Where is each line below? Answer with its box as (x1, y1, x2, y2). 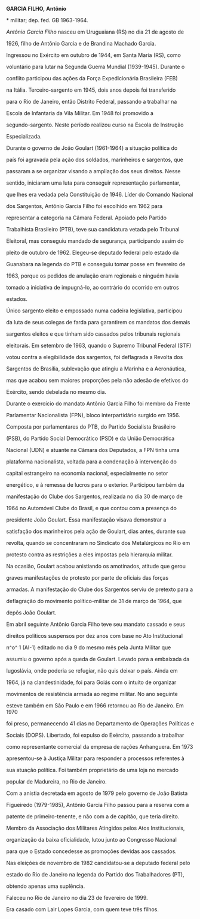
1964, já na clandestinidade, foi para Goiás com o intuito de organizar (6, 679, 177, 686)
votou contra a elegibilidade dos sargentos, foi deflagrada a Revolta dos (6, 354, 183, 360)
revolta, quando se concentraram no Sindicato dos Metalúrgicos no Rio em (6, 540, 190, 546)
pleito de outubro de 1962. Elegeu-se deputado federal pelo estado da (6, 249, 179, 256)
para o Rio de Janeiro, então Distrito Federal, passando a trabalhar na (6, 98, 177, 105)
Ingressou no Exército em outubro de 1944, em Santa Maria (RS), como (6, 52, 181, 59)
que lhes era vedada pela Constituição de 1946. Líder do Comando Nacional (6, 191, 193, 198)
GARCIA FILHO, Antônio (6, 5, 67, 12)
